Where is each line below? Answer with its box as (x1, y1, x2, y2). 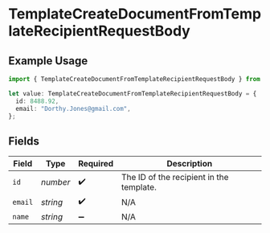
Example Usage (8, 54, 88, 67)
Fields (8, 134, 40, 148)
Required (77, 158, 114, 170)
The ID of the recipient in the (121, 172, 229, 183)
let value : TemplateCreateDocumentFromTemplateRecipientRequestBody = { (8, 89, 257, 97)
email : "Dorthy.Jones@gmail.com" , (15, 104, 131, 112)
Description (166, 158, 213, 170)
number (40, 177, 71, 188)
